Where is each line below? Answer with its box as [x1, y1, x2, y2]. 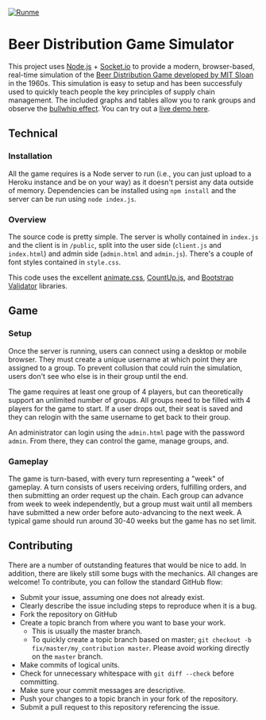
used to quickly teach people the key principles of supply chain [8, 87, 216, 96]
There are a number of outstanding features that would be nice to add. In [8, 560, 247, 570]
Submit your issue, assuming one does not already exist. [19, 592, 205, 602]
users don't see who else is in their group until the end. [8, 371, 188, 381]
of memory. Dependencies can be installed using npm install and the [8, 185, 237, 195]
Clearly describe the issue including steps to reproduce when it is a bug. [19, 601, 257, 610]
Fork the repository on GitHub [19, 609, 118, 619]
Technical [8, 127, 58, 141]
